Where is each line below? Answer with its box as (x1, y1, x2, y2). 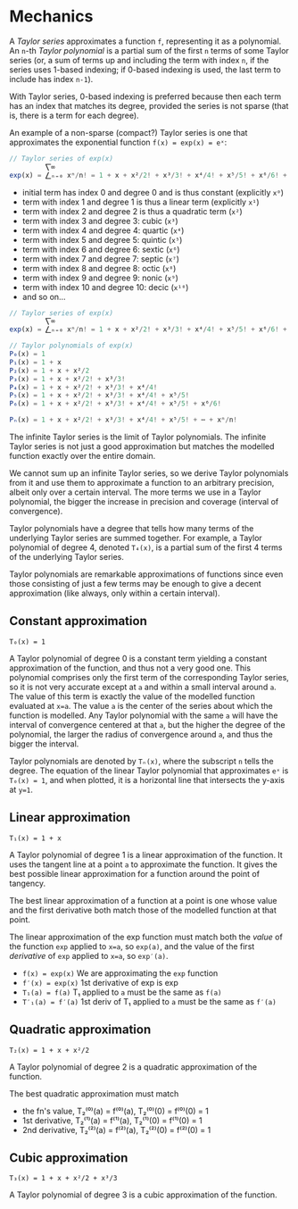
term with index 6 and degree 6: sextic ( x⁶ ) (21, 244, 180, 254)
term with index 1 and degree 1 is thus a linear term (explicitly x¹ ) (21, 196, 261, 207)
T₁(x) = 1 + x (9, 833, 62, 843)
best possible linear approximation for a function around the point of (9, 868, 261, 879)
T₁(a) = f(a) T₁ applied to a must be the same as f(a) (21, 987, 222, 997)
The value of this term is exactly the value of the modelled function (9, 690, 256, 702)
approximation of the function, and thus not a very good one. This (9, 663, 252, 673)
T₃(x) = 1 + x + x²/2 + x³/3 (9, 1174, 118, 1183)
